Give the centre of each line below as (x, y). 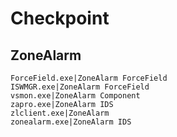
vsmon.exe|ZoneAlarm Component (75, 96)
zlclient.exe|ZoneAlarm (60, 113)
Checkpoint (60, 18)
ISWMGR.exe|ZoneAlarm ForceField (80, 87)
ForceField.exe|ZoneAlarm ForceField (89, 78)
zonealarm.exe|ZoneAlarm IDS (71, 122)
